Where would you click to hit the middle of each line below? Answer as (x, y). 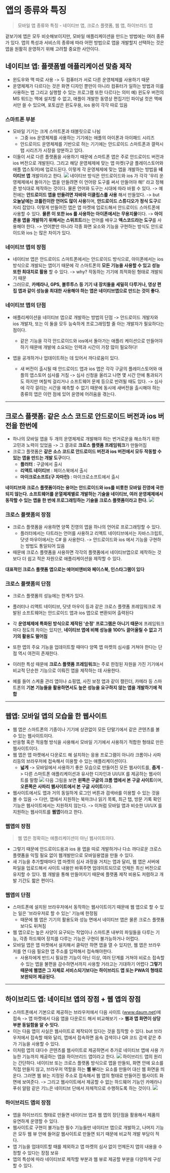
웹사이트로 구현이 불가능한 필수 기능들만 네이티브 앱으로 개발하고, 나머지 (83, 1127)
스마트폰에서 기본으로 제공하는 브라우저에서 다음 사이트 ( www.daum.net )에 (87, 1012)
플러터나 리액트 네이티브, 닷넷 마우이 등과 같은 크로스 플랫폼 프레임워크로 (84, 607)
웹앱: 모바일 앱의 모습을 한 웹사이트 (56, 716)
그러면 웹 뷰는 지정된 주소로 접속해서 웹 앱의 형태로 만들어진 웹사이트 (91, 1076)
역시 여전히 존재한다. (38, 653)
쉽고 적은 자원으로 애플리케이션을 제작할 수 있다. (75, 558)
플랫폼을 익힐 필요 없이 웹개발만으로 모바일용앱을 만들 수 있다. (73, 856)
